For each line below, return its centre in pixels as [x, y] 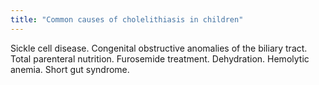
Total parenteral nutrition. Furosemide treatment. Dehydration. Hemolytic [160, 58]
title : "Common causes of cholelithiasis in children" [127, 19]
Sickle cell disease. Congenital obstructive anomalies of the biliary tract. [159, 48]
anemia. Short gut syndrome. [70, 69]
